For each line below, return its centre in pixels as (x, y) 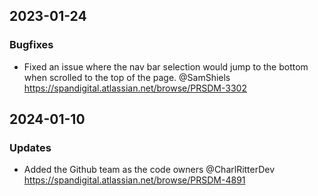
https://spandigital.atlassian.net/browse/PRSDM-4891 (134, 180)
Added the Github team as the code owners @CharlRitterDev (149, 170)
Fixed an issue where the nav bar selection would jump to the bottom (166, 66)
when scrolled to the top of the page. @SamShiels (127, 77)
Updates (30, 147)
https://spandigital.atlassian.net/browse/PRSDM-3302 (135, 88)
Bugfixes (31, 45)
